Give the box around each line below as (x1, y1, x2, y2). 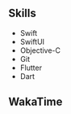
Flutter (19, 63, 43, 72)
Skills (8, 7, 36, 20)
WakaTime (8, 95, 63, 109)
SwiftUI (19, 37, 45, 46)
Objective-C (19, 45, 61, 55)
